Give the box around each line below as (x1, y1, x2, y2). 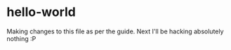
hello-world (6, 4, 77, 20)
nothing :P (6, 34, 37, 42)
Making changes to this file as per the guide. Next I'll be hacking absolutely (6, 27, 224, 35)
